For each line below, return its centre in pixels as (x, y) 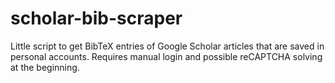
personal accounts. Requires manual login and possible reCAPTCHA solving (166, 56)
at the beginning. (45, 67)
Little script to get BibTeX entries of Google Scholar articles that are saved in (167, 46)
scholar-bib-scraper (96, 18)
